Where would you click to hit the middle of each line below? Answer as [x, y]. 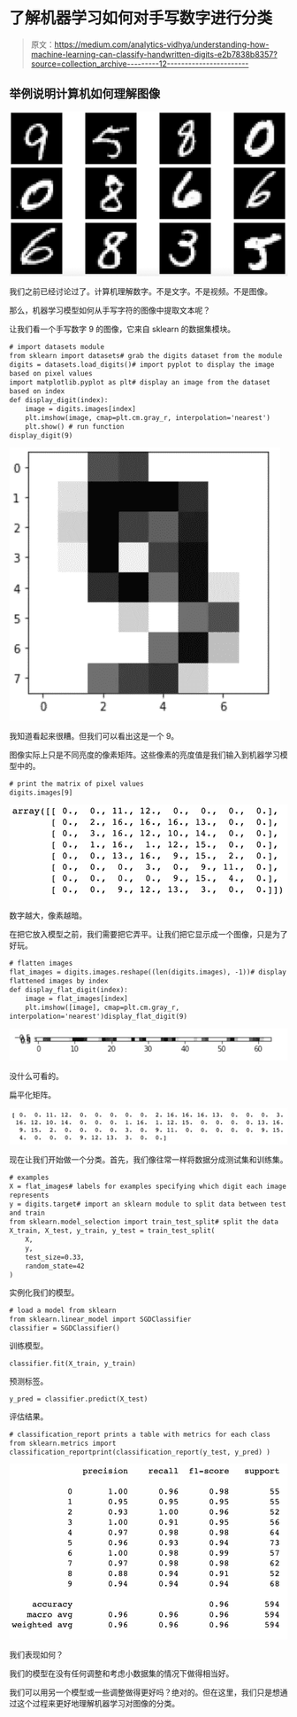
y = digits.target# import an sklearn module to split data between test [148, 1204]
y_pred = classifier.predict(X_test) [79, 1399]
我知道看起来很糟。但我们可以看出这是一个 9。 [94, 736]
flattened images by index [59, 981]
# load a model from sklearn [63, 1311]
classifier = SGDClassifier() [65, 1329]
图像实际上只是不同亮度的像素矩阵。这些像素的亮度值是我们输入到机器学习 [145, 755]
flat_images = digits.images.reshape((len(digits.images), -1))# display [148, 972]
